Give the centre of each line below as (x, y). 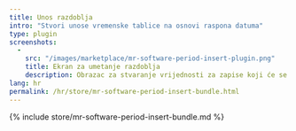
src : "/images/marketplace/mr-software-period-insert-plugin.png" (150, 58)
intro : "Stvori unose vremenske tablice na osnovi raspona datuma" (136, 26)
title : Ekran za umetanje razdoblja (93, 67)
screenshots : (33, 42)
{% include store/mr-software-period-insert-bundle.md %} (117, 117)
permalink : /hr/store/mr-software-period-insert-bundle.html (125, 91)
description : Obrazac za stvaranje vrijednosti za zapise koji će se (156, 75)
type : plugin (33, 34)
